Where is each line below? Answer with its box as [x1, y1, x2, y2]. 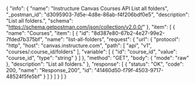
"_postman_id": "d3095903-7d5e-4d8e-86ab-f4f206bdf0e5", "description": [6, 11, 190, 18]
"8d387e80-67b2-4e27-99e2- [91, 30, 165, 37]
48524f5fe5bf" [6, 73, 43, 80]
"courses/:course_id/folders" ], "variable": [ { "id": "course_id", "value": [6, 48, 177, 55]
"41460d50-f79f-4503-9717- [94, 67, 164, 73]
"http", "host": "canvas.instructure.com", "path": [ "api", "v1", [6, 42, 152, 49]
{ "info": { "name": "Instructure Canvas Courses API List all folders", [6, 5, 169, 12]
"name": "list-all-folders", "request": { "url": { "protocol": [44, 36, 180, 42]
